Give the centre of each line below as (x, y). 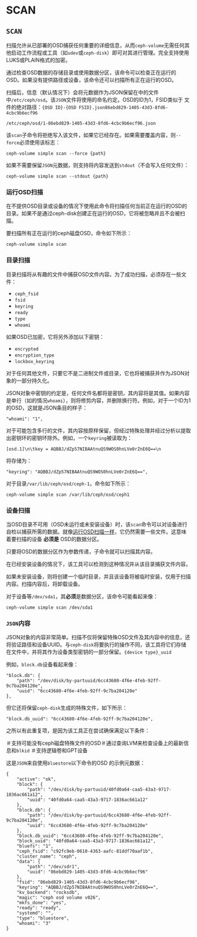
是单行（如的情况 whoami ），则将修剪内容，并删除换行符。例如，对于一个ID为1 (98, 400)
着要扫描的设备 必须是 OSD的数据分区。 (54, 539)
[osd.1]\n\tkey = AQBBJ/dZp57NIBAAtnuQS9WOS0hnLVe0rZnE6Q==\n (84, 449)
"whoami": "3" (34, 923)
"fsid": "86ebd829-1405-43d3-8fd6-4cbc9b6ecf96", (79, 882)
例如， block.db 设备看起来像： (43, 665)
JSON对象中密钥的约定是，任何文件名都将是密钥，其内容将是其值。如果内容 (98, 393)
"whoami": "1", (25, 419)
